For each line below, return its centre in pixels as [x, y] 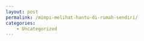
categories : [20, 23]
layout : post [22, 12]
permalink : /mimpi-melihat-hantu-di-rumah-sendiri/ [72, 17]
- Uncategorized [37, 29]
